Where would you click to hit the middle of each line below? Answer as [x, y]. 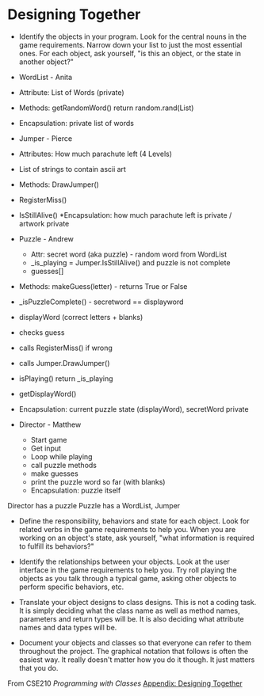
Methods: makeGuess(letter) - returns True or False [103, 286]
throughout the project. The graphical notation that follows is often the [134, 651]
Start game [49, 439]
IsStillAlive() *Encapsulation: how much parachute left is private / [125, 215]
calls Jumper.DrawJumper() [64, 363]
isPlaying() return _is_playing [66, 378]
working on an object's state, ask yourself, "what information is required [136, 538]
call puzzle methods [63, 465]
